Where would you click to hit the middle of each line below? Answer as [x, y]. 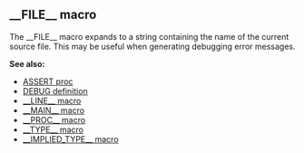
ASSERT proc [48, 81]
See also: [27, 63]
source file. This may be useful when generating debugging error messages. [152, 46]
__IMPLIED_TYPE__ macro [71, 139]
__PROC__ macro [54, 120]
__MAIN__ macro [53, 110]
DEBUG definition [55, 91]
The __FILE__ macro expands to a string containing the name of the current [149, 36]
